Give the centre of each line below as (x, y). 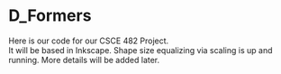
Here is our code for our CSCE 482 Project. (89, 41)
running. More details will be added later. (84, 60)
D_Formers (50, 16)
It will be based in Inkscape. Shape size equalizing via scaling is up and (140, 50)
